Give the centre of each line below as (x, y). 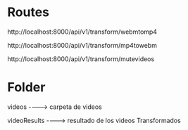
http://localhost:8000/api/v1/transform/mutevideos (81, 59)
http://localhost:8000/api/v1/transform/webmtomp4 (82, 32)
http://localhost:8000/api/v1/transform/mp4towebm (82, 45)
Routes (28, 12)
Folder (26, 87)
